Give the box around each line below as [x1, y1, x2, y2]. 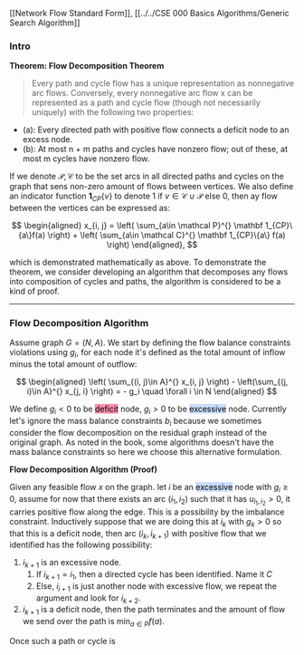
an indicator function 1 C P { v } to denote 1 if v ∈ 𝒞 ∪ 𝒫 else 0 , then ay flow [9, 190, 278, 204]
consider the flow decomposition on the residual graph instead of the [9, 427, 267, 438]
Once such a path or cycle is [9, 636, 116, 647]
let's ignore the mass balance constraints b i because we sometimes [9, 415, 262, 429]
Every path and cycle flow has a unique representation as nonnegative [31, 78, 294, 89]
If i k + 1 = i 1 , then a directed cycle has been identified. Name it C [35, 569, 273, 582]
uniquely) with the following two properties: [31, 107, 195, 118]
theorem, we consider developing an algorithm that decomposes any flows [9, 266, 289, 277]
